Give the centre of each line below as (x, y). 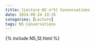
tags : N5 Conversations (31, 24)
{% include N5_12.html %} (32, 38)
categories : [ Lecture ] (29, 19)
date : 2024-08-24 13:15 (31, 15)
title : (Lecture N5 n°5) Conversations (48, 10)
